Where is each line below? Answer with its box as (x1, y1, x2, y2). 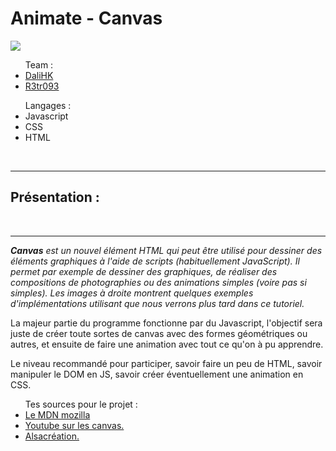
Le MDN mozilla (24, 408, 91, 421)
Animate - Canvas (10, 7, 163, 30)
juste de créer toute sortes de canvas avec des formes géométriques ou (10, 327, 308, 339)
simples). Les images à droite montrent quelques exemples (10, 287, 254, 299)
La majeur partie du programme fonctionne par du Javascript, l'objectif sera (10, 317, 323, 329)
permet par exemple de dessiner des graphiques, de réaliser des (10, 265, 278, 277)
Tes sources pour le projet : (24, 398, 138, 410)
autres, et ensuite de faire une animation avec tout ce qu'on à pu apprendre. (10, 338, 324, 350)
